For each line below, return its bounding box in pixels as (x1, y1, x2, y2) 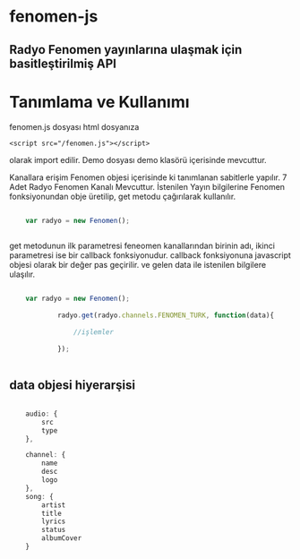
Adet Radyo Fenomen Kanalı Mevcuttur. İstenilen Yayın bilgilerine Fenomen (9, 181, 285, 192)
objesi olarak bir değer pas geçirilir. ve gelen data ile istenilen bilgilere (9, 260, 267, 271)
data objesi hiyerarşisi (9, 377, 136, 392)
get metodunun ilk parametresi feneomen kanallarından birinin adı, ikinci (9, 240, 276, 252)
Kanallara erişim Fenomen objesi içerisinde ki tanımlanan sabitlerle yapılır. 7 (9, 172, 287, 183)
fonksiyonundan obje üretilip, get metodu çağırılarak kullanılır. (9, 191, 236, 202)
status (41, 526, 66, 535)
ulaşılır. (9, 269, 36, 279)
